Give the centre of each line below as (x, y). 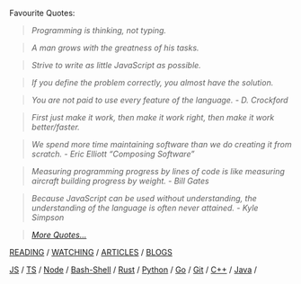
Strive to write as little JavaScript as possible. (116, 65)
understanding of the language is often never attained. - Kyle (145, 208)
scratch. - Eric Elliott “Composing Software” (113, 154)
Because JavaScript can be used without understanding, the (144, 198)
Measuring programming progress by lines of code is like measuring (158, 171)
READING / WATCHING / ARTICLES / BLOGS (91, 252)
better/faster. (56, 127)
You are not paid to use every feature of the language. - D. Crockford (160, 100)
